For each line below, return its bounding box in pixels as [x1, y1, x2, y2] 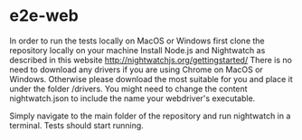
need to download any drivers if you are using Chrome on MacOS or [9, 64, 264, 75]
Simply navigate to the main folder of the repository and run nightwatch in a [9, 110, 291, 121]
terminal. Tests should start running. [9, 119, 145, 131]
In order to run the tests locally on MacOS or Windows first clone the [9, 35, 265, 46]
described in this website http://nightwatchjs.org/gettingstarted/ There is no [9, 54, 292, 65]
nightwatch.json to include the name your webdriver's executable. [9, 92, 256, 104]
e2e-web [9, 5, 79, 26]
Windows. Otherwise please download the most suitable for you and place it [9, 73, 294, 84]
